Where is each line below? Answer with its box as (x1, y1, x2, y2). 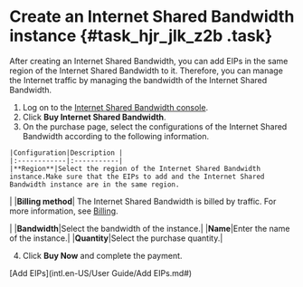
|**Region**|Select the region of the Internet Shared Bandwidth (9, 164, 260, 173)
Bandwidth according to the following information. (22, 130, 210, 141)
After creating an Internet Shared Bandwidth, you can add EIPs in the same (9, 55, 289, 66)
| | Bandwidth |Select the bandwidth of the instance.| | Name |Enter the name (9, 223, 290, 234)
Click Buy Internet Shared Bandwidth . (22, 111, 166, 122)
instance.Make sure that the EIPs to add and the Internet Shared (9, 172, 265, 181)
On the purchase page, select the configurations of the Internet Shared (22, 120, 288, 132)
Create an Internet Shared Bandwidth (9, 6, 295, 27)
